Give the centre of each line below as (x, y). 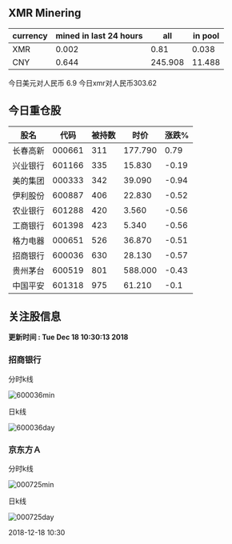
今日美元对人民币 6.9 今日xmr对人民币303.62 (83, 82)
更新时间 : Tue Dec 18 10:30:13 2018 (68, 337)
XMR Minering (45, 13)
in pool (206, 35)
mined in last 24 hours (99, 35)
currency (30, 35)
